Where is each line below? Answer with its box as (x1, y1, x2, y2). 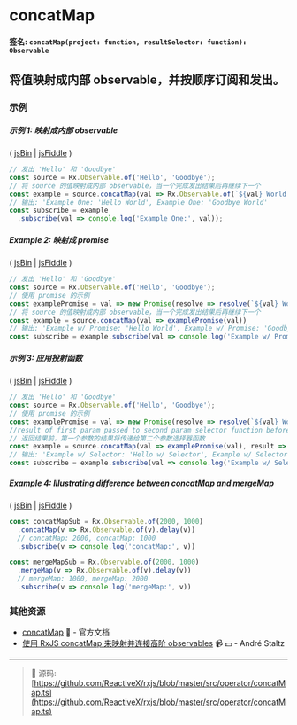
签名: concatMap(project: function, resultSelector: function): (9, 36, 247, 47)
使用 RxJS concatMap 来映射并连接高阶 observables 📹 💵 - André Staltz (21, 638, 286, 649)
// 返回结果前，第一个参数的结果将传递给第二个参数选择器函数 (9, 433, 206, 443)
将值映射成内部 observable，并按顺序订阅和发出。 (9, 73, 286, 88)
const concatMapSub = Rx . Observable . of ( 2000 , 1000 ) (9, 517, 203, 526)
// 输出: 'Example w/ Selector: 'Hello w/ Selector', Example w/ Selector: (9, 450, 292, 459)
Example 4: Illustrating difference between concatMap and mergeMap (9, 478, 274, 488)
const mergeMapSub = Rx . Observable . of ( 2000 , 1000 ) (9, 557, 200, 567)
